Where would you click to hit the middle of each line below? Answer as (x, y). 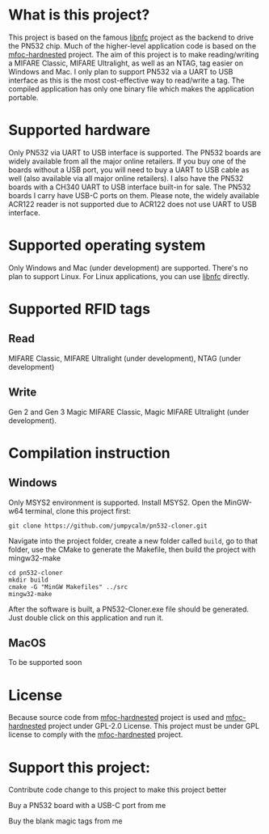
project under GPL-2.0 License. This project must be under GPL (154, 726)
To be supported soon (45, 663)
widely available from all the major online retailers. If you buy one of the (127, 161)
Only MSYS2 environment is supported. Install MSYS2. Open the (116, 502)
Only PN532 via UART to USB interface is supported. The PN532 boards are (134, 152)
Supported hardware (80, 130)
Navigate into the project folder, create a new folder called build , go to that (133, 540)
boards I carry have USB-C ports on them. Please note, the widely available (134, 195)
